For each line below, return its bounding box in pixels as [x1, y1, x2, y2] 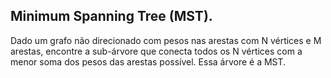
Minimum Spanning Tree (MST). [10, 8, 213, 25]
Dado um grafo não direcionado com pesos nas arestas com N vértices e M [10, 34, 322, 46]
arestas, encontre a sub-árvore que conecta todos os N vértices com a [10, 45, 303, 57]
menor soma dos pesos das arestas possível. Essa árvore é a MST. [10, 55, 287, 68]
